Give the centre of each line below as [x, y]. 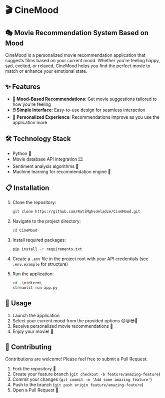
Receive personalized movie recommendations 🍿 [63, 326]
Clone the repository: [34, 203]
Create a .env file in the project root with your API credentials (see [80, 259]
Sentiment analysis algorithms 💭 [45, 166]
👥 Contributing [28, 347]
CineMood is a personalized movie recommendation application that [75, 55]
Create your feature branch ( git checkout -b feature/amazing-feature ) [86, 374]
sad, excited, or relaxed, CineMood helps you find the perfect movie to [78, 66]
